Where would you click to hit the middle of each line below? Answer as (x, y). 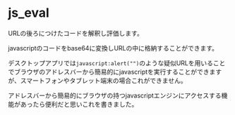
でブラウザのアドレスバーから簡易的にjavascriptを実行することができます (115, 72)
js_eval (29, 13)
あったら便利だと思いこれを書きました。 (79, 104)
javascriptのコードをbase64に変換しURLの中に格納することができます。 (113, 48)
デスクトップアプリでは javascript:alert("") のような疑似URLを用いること (117, 63)
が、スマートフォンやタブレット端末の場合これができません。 (97, 80)
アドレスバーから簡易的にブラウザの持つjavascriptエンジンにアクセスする (115, 95)
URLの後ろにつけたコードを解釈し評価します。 (76, 33)
